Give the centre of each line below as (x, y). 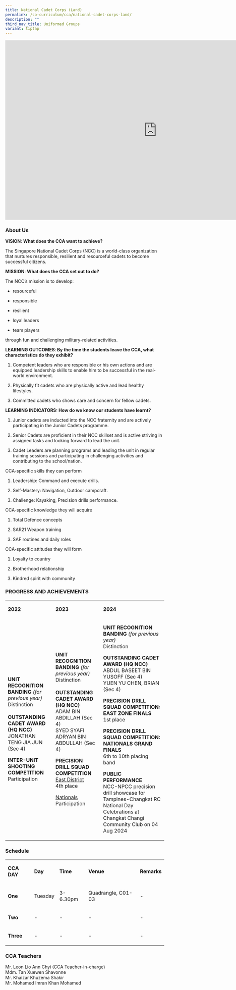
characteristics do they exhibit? (39, 355)
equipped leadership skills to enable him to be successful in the (79, 370)
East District (70, 779)
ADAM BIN (68, 711)
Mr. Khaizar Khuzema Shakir (35, 978)
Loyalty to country (32, 559)
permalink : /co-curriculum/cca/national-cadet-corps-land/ (69, 15)
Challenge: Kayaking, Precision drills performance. (65, 500)
